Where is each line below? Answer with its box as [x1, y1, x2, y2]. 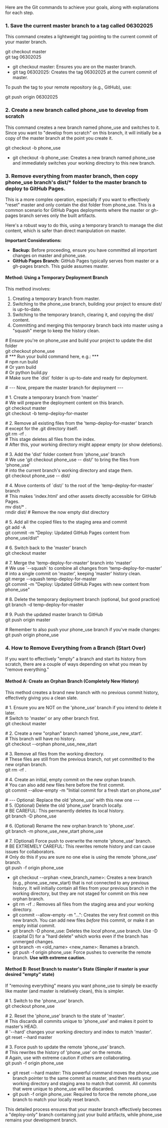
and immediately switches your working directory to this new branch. [12, 160, 155, 166]
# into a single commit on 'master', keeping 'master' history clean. [5, 571, 141, 577]
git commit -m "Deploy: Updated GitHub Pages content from [5, 530, 130, 536]
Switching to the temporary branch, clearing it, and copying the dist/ [12, 312, 154, 318]
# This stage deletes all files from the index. [5, 436, 96, 442]
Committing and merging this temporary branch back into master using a [12, 322, 163, 329]
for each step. [5, 10, 34, 16]
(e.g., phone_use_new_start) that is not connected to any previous [12, 879, 149, 885]
